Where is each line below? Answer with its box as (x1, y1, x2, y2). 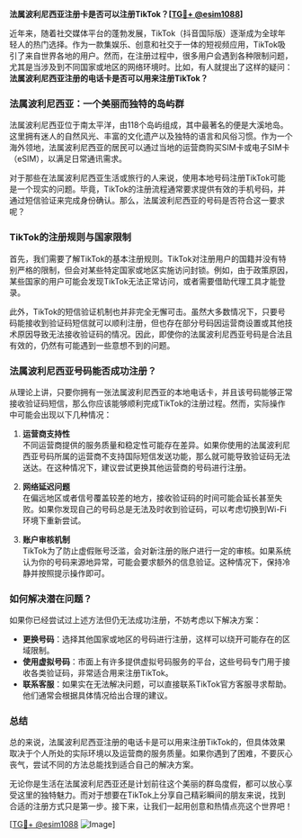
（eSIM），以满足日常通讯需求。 (9, 153, 128, 165)
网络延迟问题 (22, 481, 70, 491)
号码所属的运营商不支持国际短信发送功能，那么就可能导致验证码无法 (38, 450, 290, 462)
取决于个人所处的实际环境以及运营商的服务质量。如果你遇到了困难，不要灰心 (9, 748, 293, 759)
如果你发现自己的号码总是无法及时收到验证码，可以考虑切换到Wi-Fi (38, 503, 288, 514)
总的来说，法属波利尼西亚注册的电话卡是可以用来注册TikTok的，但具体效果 (9, 737, 286, 748)
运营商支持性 (22, 428, 70, 439)
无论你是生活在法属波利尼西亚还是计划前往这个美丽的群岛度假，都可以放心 (9, 779, 285, 789)
